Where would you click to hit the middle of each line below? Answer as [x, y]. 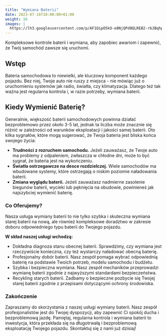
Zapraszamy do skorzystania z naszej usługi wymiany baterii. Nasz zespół [81, 307]
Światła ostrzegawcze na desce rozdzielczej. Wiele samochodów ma [84, 166]
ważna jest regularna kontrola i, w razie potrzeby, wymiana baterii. [73, 91]
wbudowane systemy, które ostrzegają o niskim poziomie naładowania [84, 171]
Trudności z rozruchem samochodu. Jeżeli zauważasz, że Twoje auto [85, 150]
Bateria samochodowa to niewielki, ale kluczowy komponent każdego [76, 75]
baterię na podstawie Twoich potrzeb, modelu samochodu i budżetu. [83, 262]
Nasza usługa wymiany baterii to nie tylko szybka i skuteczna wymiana [78, 216]
